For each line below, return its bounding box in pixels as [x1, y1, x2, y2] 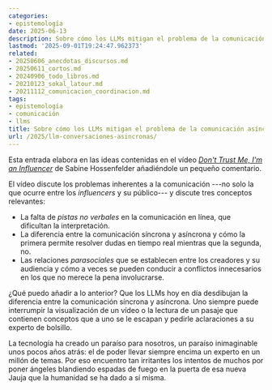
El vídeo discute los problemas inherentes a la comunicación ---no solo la [8, 179, 254, 189]
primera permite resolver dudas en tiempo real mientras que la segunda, [19, 238, 261, 247]
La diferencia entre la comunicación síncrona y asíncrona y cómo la [19, 229, 245, 239]
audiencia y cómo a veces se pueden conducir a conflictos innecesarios [19, 264, 261, 273]
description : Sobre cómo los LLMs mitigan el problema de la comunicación [8, 34, 266, 43]
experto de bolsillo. [8, 322, 73, 332]
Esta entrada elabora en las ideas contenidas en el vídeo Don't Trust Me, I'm [8, 155, 263, 165]
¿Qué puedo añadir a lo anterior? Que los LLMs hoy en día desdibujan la [8, 288, 249, 298]
